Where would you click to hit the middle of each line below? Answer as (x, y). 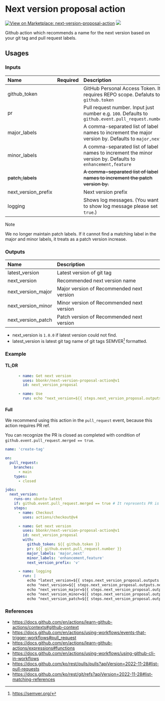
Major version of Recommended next (99, 288)
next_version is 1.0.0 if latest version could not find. (65, 335)
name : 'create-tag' (25, 449)
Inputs (13, 67)
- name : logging (35, 571)
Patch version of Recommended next (99, 316)
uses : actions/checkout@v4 (50, 517)
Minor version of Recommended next (99, 303)
